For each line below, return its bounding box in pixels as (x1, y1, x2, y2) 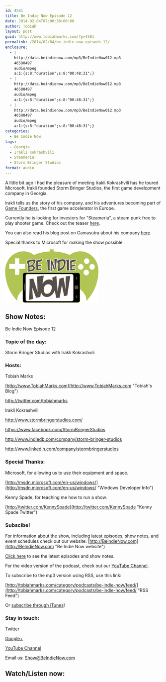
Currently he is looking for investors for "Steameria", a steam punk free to (5, 214, 156, 221)
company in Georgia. (5, 190, 48, 196)
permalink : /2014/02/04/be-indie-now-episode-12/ (5, 40, 110, 45)
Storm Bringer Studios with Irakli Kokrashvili (5, 349, 95, 355)
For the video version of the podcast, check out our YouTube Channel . (5, 563, 149, 569)
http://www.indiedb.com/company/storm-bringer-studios (5, 436, 122, 442)
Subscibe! (5, 521, 31, 528)
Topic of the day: (5, 338, 47, 345)
